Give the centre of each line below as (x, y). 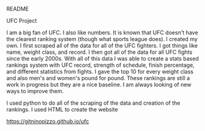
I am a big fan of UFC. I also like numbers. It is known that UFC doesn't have (102, 32)
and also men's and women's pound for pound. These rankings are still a (98, 78)
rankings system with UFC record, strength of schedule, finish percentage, (100, 65)
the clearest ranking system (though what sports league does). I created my (102, 39)
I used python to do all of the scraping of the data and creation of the (93, 103)
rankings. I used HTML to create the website (62, 109)
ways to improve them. (35, 91)
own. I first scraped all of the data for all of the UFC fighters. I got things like (102, 46)
